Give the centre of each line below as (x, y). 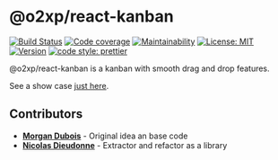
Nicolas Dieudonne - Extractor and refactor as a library (125, 145)
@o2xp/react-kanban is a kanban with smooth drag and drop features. (140, 68)
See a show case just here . (59, 85)
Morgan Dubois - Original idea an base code (105, 136)
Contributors (46, 114)
